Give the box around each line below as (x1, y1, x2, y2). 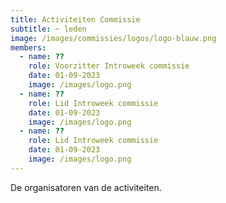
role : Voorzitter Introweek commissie (28, 61, 190, 71)
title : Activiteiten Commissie (10, 14, 141, 25)
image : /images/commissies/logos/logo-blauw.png (10, 33, 217, 43)
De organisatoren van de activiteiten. (10, 181, 162, 193)
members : (10, 42, 47, 53)
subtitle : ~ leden (10, 24, 87, 34)
